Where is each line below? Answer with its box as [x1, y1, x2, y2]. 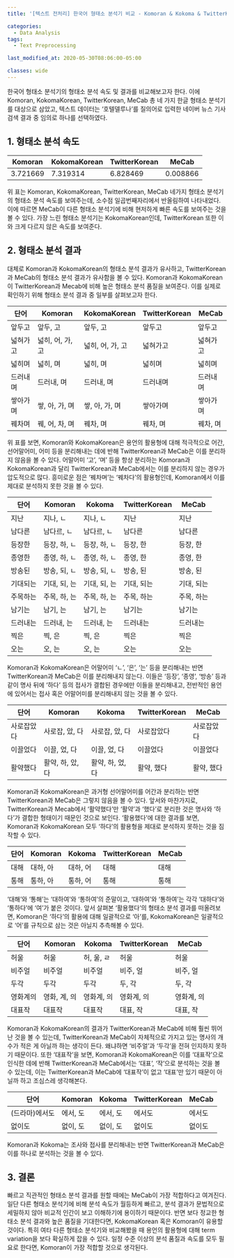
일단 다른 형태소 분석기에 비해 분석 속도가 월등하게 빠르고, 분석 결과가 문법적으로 [7, 1199, 225, 1209]
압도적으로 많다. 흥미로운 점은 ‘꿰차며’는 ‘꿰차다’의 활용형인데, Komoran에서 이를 [7, 473, 225, 481]
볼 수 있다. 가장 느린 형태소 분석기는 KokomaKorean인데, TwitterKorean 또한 [7, 213, 217, 222]
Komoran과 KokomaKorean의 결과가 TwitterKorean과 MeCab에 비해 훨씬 [7, 1024, 210, 1032]
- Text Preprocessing [13, 42, 77, 49]
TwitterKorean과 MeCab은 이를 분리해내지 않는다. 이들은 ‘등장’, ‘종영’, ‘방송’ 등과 [7, 671, 226, 680]
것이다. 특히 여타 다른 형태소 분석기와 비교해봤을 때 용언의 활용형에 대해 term [7, 1226, 215, 1234]
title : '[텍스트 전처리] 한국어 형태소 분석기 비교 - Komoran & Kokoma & [7, 10, 201, 17]
